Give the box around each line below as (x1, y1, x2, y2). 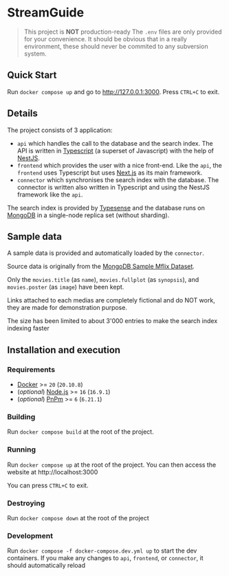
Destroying (7, 498, 45, 508)
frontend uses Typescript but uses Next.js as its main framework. (17, 168, 203, 177)
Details (7, 108, 38, 120)
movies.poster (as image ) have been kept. (7, 283, 124, 291)
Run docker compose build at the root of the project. (7, 428, 154, 436)
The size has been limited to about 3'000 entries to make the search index (7, 317, 218, 325)
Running (7, 445, 36, 454)
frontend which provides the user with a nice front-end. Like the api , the (17, 161, 222, 169)
